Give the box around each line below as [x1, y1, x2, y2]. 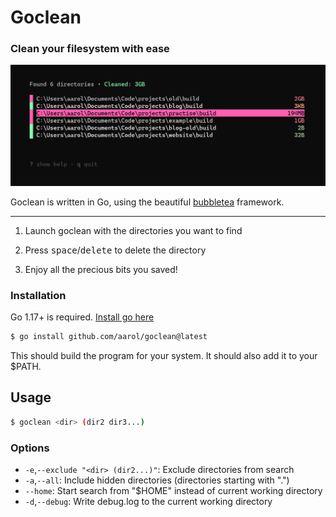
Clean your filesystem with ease [10, 42, 170, 56]
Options [10, 441, 50, 455]
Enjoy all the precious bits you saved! [24, 263, 178, 275]
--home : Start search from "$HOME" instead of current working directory [24, 485, 323, 497]
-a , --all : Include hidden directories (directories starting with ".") [24, 474, 290, 486]
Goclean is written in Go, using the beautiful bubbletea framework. [10, 196, 285, 208]
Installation [10, 288, 67, 302]
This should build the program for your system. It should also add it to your [10, 350, 318, 362]
